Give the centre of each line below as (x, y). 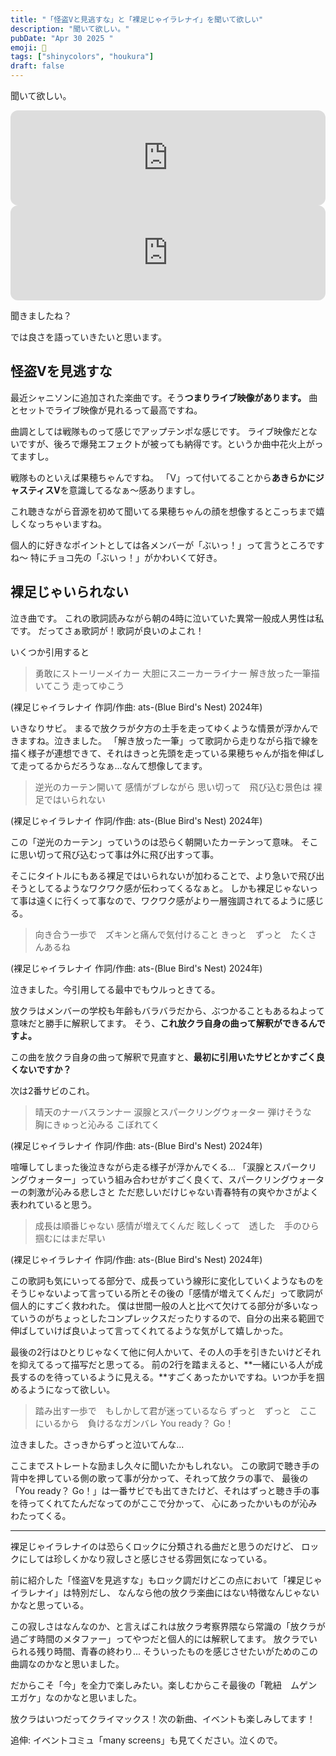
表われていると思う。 (54, 1204)
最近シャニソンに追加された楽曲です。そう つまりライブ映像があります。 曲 (164, 397)
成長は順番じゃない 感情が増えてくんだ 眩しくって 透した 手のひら (177, 1225)
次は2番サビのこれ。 (52, 1090)
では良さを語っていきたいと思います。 (88, 337)
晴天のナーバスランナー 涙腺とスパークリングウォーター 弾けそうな (173, 1112)
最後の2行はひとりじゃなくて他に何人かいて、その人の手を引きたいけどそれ (166, 1352)
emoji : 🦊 (28, 47)
